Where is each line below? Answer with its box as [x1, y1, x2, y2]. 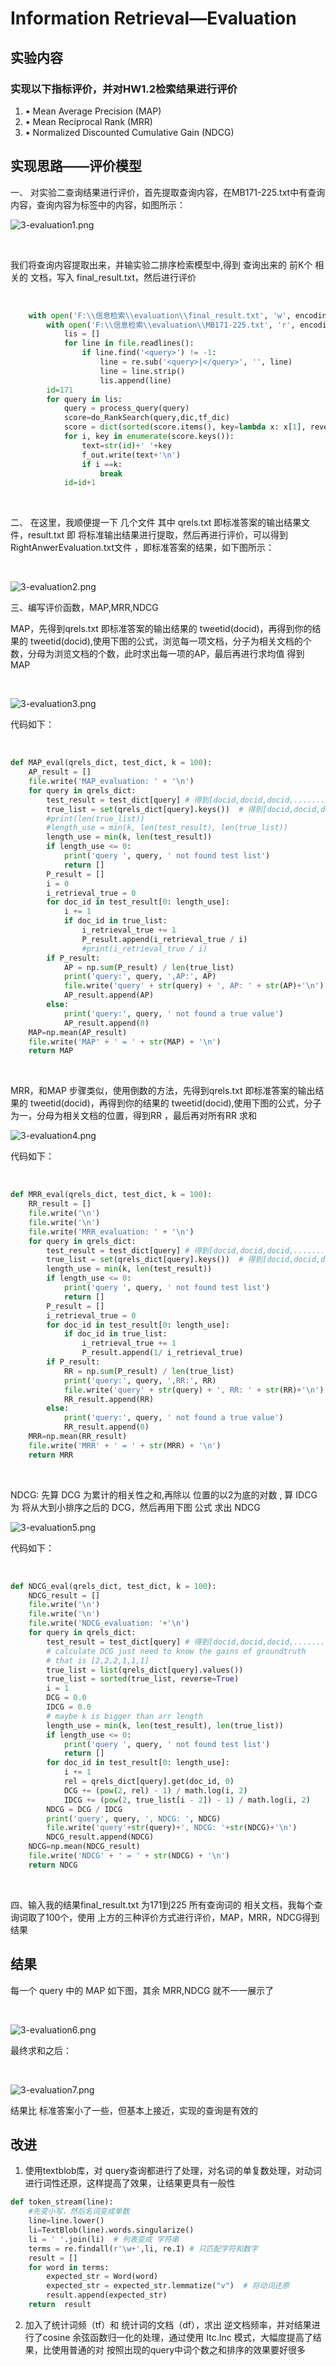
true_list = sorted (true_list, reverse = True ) [46, 1674, 240, 1684]
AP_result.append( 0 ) [63, 1018, 150, 1028]
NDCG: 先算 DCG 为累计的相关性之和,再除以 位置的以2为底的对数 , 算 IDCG [10, 1488, 318, 1501]
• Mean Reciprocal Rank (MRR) [24, 115, 153, 127]
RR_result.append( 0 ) [63, 1422, 150, 1432]
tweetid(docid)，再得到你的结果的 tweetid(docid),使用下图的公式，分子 [29, 1097, 322, 1109]
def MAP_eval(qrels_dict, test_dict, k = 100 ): [10, 758, 213, 768]
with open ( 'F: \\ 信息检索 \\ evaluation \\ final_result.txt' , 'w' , [28, 310, 292, 321]
